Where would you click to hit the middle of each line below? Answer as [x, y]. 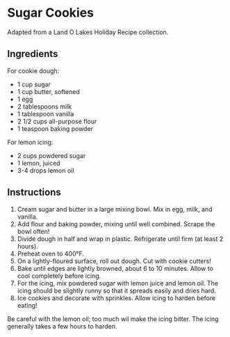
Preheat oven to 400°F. [51, 253]
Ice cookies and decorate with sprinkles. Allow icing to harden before [116, 298]
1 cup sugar [34, 84]
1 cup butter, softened [48, 91]
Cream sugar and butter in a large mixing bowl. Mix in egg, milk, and [115, 209]
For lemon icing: [30, 142]
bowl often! [33, 231]
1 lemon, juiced [39, 163]
